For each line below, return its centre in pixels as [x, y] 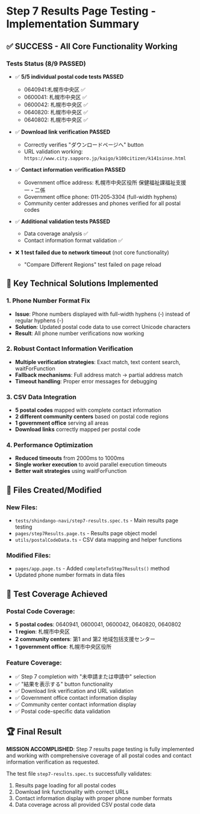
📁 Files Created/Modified [54, 490]
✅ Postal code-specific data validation [63, 711]
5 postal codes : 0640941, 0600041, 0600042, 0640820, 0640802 [98, 625]
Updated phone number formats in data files [70, 575]
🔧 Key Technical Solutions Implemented [82, 283]
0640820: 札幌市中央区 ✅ [56, 112]
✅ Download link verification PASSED [62, 132]
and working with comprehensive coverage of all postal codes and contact [99, 756]
